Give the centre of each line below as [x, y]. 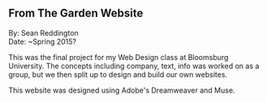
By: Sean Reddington [43, 32]
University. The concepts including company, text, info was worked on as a [134, 66]
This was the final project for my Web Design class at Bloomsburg [118, 57]
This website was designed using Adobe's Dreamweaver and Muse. [122, 90]
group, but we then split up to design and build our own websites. [118, 74]
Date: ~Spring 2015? [43, 41]
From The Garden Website [76, 13]
